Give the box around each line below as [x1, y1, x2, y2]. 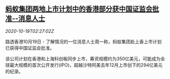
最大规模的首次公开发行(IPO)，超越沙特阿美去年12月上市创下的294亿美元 [9, 62, 163, 68]
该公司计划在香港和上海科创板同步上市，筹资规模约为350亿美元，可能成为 [5, 55, 161, 62]
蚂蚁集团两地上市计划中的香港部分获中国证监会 [5, 5, 153, 14]
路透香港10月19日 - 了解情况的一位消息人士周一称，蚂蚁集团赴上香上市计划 [5, 38, 162, 45]
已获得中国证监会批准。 [5, 45, 54, 51]
